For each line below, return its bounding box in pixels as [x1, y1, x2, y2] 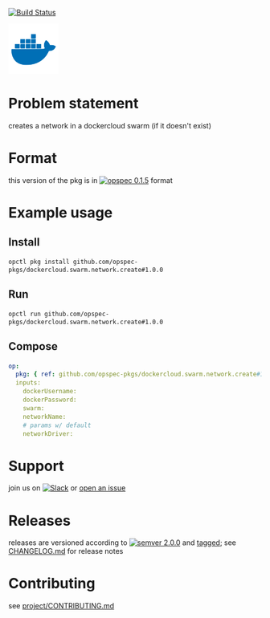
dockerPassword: [22, 396, 78, 404]
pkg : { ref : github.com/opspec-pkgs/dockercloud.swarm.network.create [15, 370, 257, 379]
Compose [8, 339, 58, 353]
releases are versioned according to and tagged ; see [8, 538, 237, 547]
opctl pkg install [8, 258, 70, 266]
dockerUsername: [22, 388, 78, 396]
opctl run [8, 310, 42, 318]
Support [8, 457, 64, 475]
